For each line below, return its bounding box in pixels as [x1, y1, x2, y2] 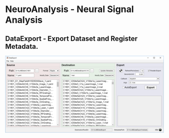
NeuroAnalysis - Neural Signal [5, 4, 134, 15]
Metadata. [5, 42, 39, 51]
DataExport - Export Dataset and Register [5, 34, 138, 43]
